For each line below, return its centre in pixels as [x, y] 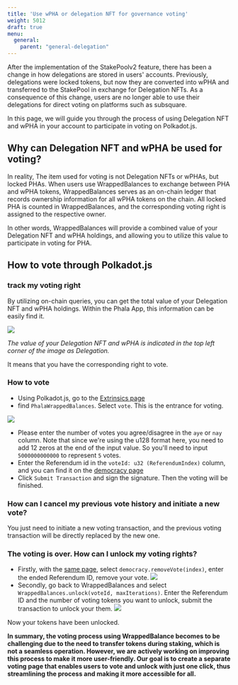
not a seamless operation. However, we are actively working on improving [118, 651]
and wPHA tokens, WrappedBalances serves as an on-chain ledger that [112, 191]
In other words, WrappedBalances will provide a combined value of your [113, 228]
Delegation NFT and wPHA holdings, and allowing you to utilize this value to [118, 235]
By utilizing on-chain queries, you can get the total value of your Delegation [118, 301]
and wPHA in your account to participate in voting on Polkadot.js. [102, 126]
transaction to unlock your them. [65, 609]
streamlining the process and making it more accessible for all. [102, 674]
